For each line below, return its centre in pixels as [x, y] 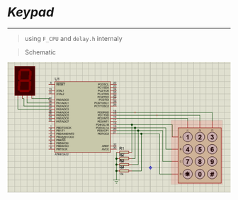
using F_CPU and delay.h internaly [73, 38]
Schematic [40, 52]
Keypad [31, 12]
